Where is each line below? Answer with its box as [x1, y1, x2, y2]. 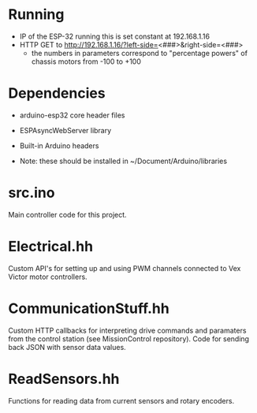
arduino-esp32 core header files [19, 110, 125, 120]
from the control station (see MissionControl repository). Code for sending [8, 333, 250, 344]
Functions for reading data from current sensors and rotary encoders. [8, 396, 235, 405]
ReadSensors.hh [8, 370, 120, 388]
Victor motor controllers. [8, 272, 88, 281]
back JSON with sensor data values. [8, 342, 126, 352]
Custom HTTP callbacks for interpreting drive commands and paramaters [8, 326, 247, 335]
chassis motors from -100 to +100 [31, 57, 142, 66]
